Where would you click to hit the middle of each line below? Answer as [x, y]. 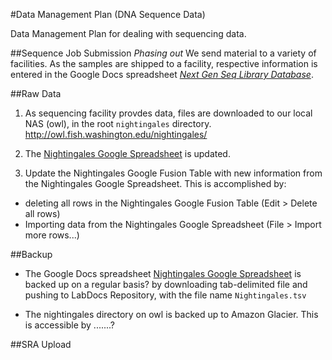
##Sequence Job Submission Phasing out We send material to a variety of [163, 53]
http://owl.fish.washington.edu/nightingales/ [116, 134]
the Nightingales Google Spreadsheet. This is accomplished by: [155, 183]
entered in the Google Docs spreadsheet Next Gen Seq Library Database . [162, 74]
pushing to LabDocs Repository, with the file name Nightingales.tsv [165, 295]
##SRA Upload [41, 344]
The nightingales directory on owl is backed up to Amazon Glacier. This [171, 314]
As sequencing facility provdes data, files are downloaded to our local [168, 113]
